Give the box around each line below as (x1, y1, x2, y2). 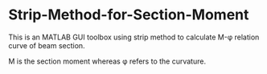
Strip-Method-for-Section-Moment (8, 6, 249, 24)
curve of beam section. (8, 40, 86, 50)
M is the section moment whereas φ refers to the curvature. (8, 56, 207, 66)
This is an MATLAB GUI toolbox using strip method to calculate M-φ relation (8, 32, 260, 42)
